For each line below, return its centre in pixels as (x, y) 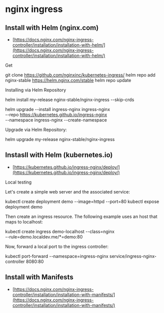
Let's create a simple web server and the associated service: (68, 191)
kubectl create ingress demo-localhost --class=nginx (60, 231)
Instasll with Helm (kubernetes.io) (59, 155)
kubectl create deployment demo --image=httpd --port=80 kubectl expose (82, 201)
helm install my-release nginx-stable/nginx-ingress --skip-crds (70, 99)
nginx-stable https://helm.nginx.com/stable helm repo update (68, 80)
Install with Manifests (39, 277)
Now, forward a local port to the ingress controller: (57, 246)
